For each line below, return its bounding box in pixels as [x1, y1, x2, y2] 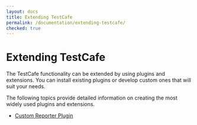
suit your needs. [6, 83, 46, 90]
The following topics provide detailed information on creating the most [6, 94, 177, 101]
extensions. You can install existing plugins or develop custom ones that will [6, 76, 191, 84]
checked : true [6, 25, 41, 31]
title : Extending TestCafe [6, 14, 73, 20]
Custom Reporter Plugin [14, 112, 73, 119]
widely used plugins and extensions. [6, 101, 95, 108]
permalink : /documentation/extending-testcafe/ [6, 20, 126, 25]
